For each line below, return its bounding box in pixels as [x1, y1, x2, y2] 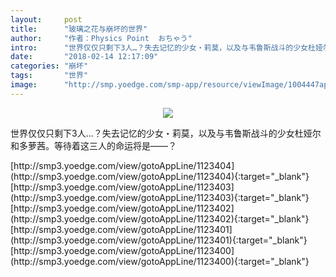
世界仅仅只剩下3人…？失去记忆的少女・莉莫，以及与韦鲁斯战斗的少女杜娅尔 [10, 127, 322, 139]
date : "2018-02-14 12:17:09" [10, 52, 159, 62]
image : [10, 80, 38, 90]
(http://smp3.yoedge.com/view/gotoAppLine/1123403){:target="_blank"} [10, 191, 310, 203]
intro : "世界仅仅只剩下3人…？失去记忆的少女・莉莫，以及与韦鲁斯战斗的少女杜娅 [10, 42, 323, 53]
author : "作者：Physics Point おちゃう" [10, 33, 193, 43]
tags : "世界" [10, 71, 89, 81]
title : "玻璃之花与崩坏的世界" [10, 24, 148, 34]
